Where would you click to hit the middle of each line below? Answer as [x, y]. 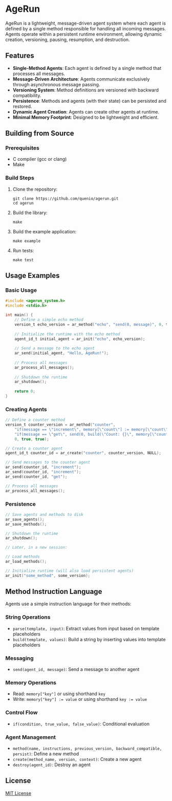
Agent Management [31, 737]
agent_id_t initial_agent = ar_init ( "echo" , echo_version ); [80, 339]
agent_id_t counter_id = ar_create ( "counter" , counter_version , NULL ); [83, 453]
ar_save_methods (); [26, 524]
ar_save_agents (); [25, 519]
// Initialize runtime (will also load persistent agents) [70, 571]
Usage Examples [33, 276]
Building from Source [40, 133]
